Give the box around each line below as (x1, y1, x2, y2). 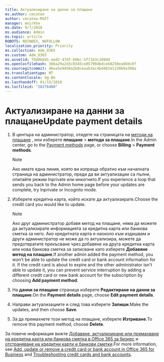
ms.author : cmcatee (5, 12, 45, 17)
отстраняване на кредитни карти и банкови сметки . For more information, (5, 341, 157, 347)
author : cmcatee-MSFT (5, 16, 49, 21)
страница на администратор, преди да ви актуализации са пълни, (12, 171, 151, 177)
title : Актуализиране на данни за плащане (5, 7, 93, 12)
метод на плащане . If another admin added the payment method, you (12, 252, 153, 258)
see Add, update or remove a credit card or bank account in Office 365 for (5, 346, 155, 352)
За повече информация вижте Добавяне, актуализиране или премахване (5, 331, 159, 337)
